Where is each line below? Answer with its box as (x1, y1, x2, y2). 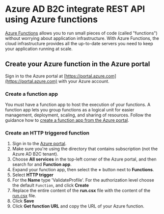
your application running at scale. (5, 46, 73, 52)
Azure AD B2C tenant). (12, 151, 58, 157)
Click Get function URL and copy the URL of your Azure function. (12, 203, 145, 209)
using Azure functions (5, 14, 98, 25)
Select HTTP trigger (12, 172, 54, 178)
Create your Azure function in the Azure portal (5, 60, 150, 68)
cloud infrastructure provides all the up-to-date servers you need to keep (5, 40, 153, 46)
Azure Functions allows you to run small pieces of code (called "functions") (5, 30, 158, 36)
